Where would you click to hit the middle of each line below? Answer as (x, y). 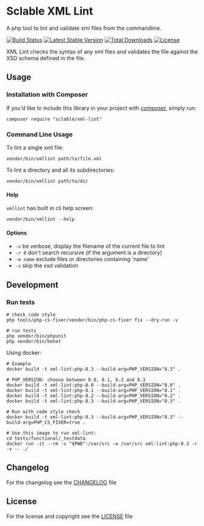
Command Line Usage (40, 134)
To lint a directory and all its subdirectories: (60, 170)
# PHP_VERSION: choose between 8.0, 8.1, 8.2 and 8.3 (76, 380)
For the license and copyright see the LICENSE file (69, 516)
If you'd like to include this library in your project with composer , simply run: (101, 108)
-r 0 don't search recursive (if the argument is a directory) (89, 253)
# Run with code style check (43, 412)
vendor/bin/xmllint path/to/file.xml (54, 159)
